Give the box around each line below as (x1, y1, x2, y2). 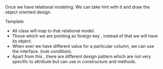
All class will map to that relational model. (12, 28, 95, 33)
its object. (12, 38, 33, 44)
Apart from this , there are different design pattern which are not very (12, 54, 151, 59)
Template (5, 19, 24, 24)
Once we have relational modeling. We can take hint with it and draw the (5, 4, 150, 10)
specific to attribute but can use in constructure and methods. (12, 59, 137, 64)
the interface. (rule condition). (12, 48, 72, 54)
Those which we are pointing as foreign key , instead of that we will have (12, 33, 158, 39)
